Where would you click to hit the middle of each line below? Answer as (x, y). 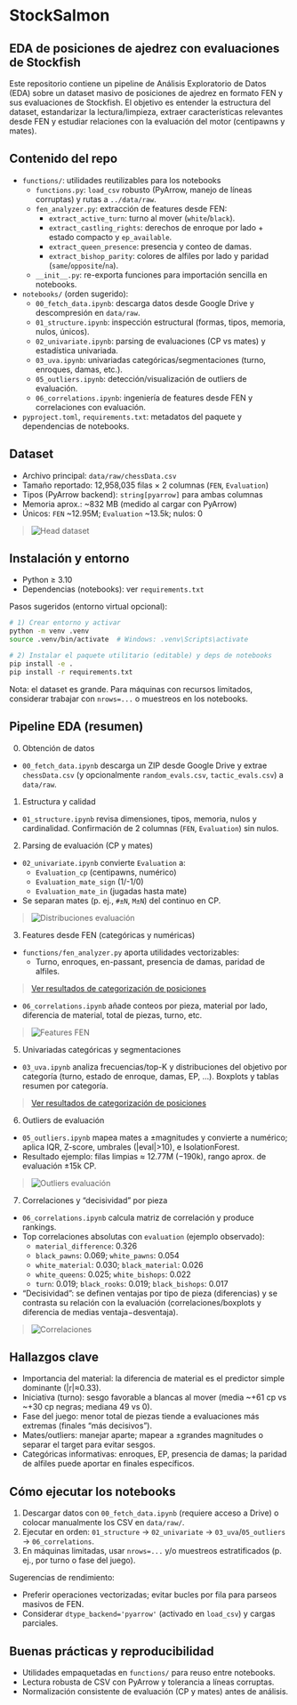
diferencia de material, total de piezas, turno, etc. (112, 1014)
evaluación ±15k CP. (59, 1166)
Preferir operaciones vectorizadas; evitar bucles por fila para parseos (149, 1595)
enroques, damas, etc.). (79, 369)
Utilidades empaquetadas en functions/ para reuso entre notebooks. (148, 1672)
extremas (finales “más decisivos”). (87, 1426)
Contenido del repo (64, 159)
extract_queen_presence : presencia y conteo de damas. (150, 246)
